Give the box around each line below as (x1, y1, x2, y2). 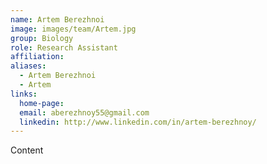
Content (10, 144, 44, 156)
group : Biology (10, 33, 74, 43)
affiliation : (10, 52, 65, 62)
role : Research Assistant (10, 42, 118, 53)
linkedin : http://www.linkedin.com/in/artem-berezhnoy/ (19, 117, 257, 127)
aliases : (10, 61, 47, 71)
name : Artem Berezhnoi (10, 14, 105, 25)
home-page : (19, 98, 65, 108)
